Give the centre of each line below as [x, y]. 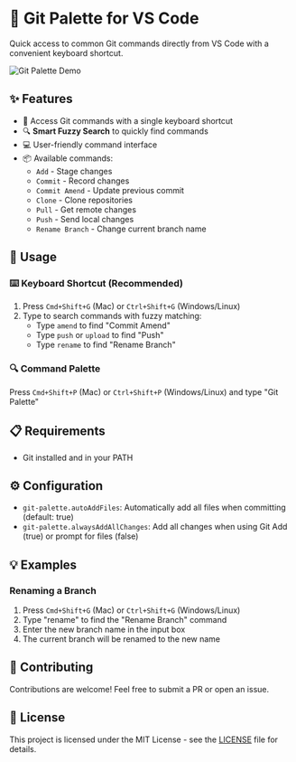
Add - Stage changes [74, 171]
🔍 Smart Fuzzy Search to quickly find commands [116, 131]
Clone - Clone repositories [84, 200]
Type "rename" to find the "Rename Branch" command [125, 620]
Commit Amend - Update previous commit [110, 190]
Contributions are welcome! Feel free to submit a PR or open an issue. [139, 689]
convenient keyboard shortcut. [66, 52]
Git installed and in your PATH [78, 457]
